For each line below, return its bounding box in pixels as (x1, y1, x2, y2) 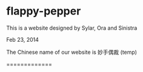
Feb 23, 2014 (6, 36, 39, 43)
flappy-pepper (6, 4, 81, 18)
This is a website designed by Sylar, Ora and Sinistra (6, 24, 138, 31)
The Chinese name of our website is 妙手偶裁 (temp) (6, 48, 138, 56)
